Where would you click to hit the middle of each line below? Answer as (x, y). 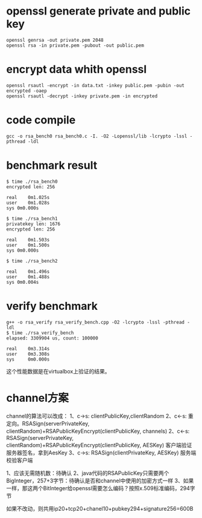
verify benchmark (52, 306)
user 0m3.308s (28, 354)
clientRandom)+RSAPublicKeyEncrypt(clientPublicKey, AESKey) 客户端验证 (99, 445)
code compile (41, 120)
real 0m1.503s (28, 240)
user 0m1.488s (28, 277)
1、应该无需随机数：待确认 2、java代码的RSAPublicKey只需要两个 (88, 473)
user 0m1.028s (28, 203)
